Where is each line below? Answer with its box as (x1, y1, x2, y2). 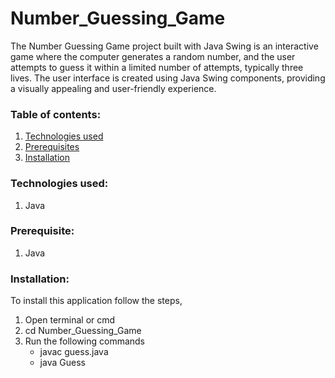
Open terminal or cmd (24, 314, 116, 326)
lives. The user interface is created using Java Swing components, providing (10, 72, 326, 84)
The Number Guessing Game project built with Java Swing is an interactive (10, 40, 319, 52)
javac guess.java (39, 346, 109, 358)
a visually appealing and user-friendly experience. (10, 82, 217, 94)
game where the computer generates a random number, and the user (10, 50, 296, 62)
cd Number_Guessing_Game (24, 325, 142, 337)
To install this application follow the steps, (10, 295, 183, 307)
